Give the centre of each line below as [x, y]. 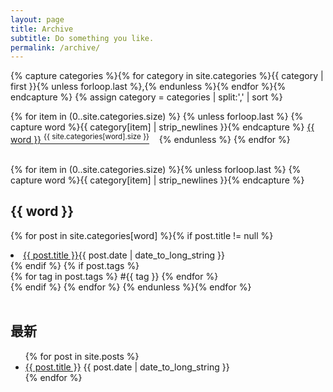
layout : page [37, 19]
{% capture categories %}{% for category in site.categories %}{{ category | [167, 76]
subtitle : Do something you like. [82, 38]
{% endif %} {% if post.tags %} [75, 265]
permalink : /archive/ [55, 47]
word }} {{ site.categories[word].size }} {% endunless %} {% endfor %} [150, 138]
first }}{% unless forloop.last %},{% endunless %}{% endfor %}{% [148, 87]
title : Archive [42, 29]
